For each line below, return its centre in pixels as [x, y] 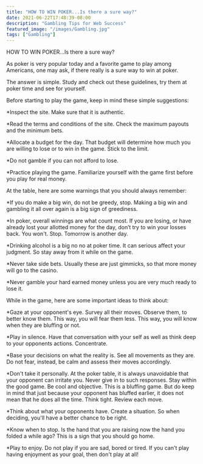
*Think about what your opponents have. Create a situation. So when [93, 412]
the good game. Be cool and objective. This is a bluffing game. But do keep [100, 387]
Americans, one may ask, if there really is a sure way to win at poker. [92, 70]
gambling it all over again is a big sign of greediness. [72, 209]
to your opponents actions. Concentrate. [57, 344]
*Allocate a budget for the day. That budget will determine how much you [98, 142]
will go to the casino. [32, 270]
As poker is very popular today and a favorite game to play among [89, 64]
